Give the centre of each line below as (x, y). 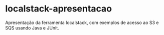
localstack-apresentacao (58, 9)
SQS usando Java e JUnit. (32, 27)
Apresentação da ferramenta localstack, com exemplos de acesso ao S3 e (82, 22)
